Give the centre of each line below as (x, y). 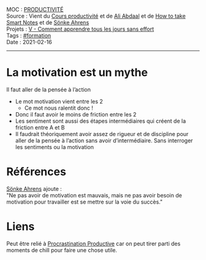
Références (36, 172)
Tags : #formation (29, 36)
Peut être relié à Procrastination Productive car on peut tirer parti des (93, 243)
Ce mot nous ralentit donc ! (59, 108)
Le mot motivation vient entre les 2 (59, 101)
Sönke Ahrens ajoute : (34, 189)
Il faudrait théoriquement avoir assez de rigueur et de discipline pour (102, 134)
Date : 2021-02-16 (29, 42)
